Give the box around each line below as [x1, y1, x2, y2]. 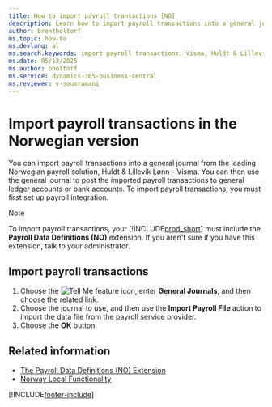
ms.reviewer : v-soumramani [8, 79, 100, 87]
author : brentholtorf [8, 27, 82, 35]
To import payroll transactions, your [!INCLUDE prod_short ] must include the [8, 224, 261, 234]
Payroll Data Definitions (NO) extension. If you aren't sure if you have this [8, 232, 255, 243]
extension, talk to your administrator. [8, 241, 130, 251]
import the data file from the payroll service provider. [19, 312, 197, 322]
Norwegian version [8, 131, 140, 150]
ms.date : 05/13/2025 [8, 57, 79, 66]
